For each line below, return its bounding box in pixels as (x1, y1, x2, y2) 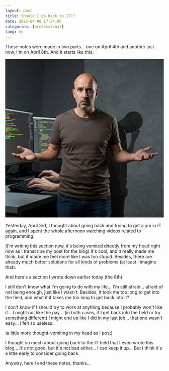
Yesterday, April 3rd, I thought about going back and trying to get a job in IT (5, 223, 162, 229)
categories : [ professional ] (5, 24, 64, 29)
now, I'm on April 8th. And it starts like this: (5, 49, 94, 55)
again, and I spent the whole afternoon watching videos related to (5, 228, 142, 234)
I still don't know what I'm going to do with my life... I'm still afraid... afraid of (5, 284, 163, 290)
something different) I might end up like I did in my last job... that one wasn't (5, 315, 162, 321)
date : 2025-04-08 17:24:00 (5, 19, 62, 24)
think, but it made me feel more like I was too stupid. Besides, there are (5, 254, 152, 260)
